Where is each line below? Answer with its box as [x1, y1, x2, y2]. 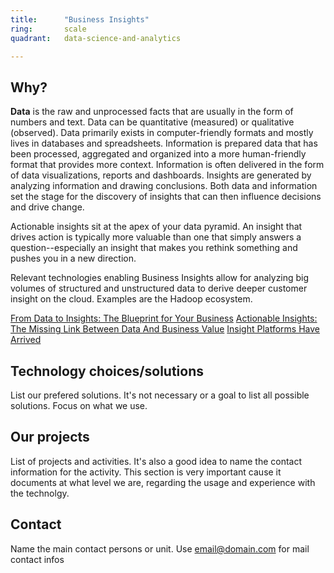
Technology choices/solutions [10, 362, 205, 380]
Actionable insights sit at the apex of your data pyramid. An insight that [10, 221, 303, 233]
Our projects [10, 429, 90, 446]
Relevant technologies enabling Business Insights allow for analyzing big [10, 272, 310, 284]
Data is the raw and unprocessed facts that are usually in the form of [10, 106, 294, 118]
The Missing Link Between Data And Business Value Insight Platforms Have [10, 323, 320, 335]
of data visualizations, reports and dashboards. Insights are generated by [10, 169, 312, 181]
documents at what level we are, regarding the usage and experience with [10, 476, 316, 488]
